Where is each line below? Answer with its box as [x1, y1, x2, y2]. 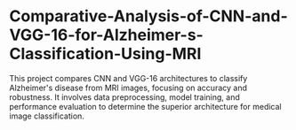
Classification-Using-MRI [9, 44, 202, 64]
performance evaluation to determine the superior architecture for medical [9, 101, 282, 111]
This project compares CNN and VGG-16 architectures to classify [9, 73, 248, 83]
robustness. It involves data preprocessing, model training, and [9, 91, 240, 103]
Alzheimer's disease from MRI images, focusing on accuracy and [9, 82, 247, 93]
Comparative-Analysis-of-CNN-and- [9, 6, 288, 27]
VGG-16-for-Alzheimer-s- [9, 25, 204, 45]
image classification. [9, 111, 84, 121]
